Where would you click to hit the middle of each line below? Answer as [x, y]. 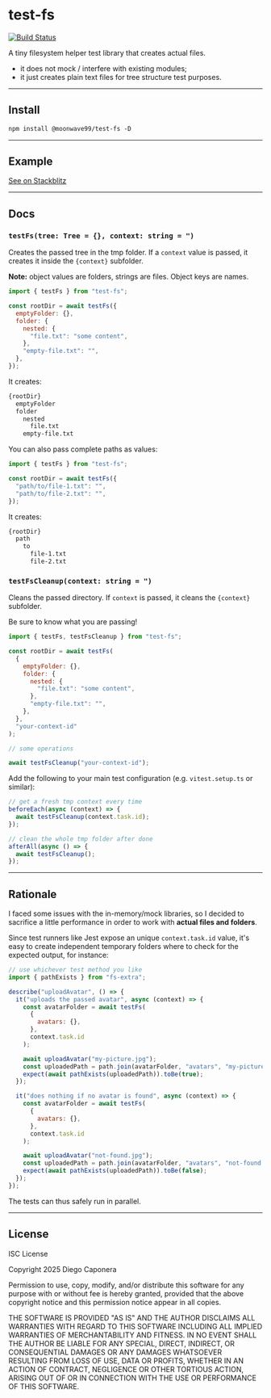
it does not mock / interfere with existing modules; [103, 68]
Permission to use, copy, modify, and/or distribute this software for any [126, 1285]
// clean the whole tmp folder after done [81, 839]
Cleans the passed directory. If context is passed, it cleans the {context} [129, 598]
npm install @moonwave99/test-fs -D [70, 128]
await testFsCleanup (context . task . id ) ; [83, 817]
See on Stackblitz [38, 181]
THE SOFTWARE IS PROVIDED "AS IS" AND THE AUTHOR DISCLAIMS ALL [132, 1317]
